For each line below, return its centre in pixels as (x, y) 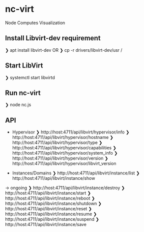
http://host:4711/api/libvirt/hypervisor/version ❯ (60, 158)
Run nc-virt (23, 93)
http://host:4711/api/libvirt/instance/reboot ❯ (50, 199)
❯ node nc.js (18, 105)
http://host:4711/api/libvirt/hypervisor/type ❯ (57, 143)
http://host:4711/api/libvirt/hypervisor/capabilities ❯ (64, 148)
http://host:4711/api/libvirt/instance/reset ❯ (49, 209)
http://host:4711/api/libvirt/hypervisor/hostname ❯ (63, 137)
